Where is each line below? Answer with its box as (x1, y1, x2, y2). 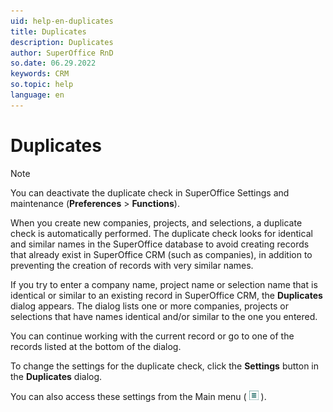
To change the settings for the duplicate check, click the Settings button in (10, 360, 320, 372)
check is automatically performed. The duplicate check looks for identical (10, 227, 313, 239)
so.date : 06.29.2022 (10, 58, 97, 69)
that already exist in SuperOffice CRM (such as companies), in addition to (10, 248, 313, 260)
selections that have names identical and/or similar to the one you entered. (10, 310, 318, 322)
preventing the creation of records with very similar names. (10, 259, 254, 271)
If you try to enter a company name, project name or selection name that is (10, 278, 318, 290)
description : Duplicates (10, 37, 114, 47)
